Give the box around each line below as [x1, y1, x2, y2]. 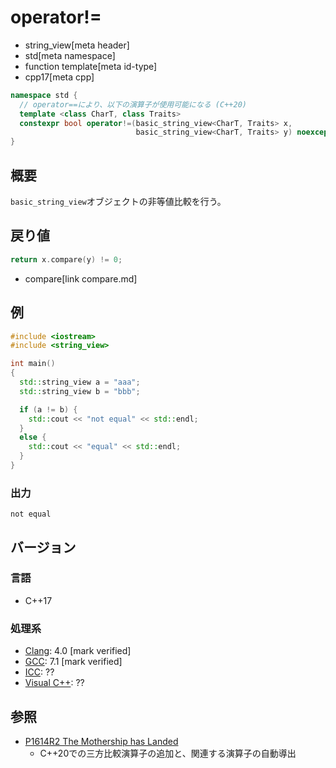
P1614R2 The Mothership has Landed [24, 735, 179, 747]
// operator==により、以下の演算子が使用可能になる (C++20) [19, 99, 247, 110]
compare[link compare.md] [24, 272, 138, 285]
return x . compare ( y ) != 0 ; [10, 254, 123, 265]
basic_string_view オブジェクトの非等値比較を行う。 [10, 196, 227, 207]
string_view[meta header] [24, 39, 130, 51]
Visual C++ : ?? [24, 677, 85, 689]
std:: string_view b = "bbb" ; [19, 386, 141, 396]
